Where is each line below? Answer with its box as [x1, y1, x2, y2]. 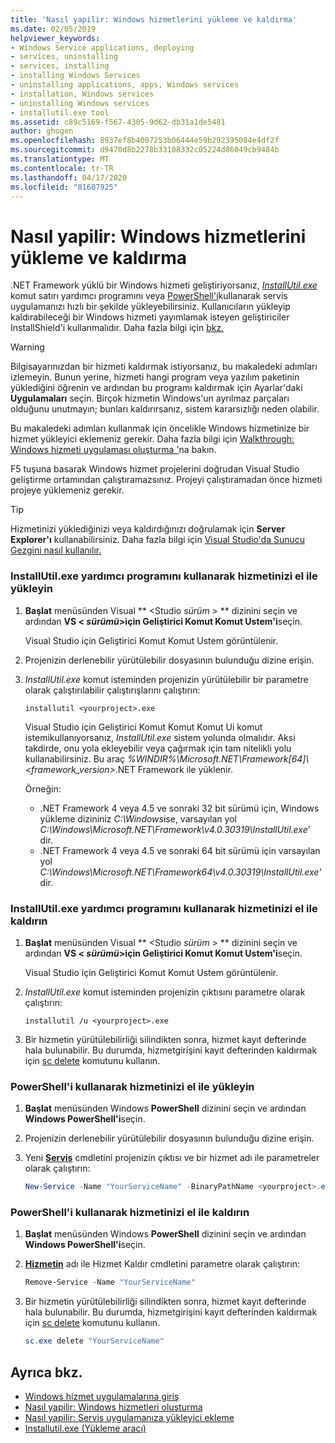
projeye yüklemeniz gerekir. [10, 484, 125, 496]
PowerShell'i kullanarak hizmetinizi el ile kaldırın [10, 1206, 250, 1219]
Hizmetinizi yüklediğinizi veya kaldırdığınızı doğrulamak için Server [10, 523, 286, 535]
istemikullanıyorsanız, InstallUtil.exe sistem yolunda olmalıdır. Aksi [24, 731, 296, 743]
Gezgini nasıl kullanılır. [10, 544, 102, 556]
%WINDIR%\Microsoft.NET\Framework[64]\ [127, 752, 310, 765]
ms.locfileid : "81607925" [10, 182, 118, 192]
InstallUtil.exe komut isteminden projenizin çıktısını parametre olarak [24, 986, 306, 998]
